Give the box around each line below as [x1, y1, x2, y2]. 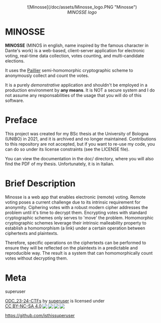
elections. [5, 58, 25, 64]
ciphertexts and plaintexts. [5, 230, 59, 236]
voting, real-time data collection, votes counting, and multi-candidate [5, 53, 144, 58]
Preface [5, 114, 38, 126]
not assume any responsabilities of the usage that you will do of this [5, 92, 142, 98]
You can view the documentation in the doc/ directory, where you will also [5, 155, 154, 161]
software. [5, 97, 24, 103]
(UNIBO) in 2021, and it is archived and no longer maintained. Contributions [5, 136, 157, 142]
